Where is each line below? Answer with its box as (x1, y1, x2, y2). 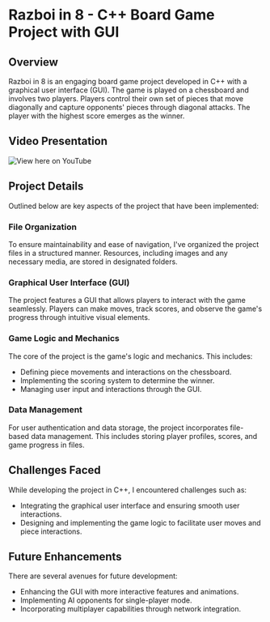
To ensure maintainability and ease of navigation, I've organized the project (8, 239, 259, 249)
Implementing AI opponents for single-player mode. (19, 595, 192, 605)
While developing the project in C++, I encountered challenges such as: (8, 484, 247, 495)
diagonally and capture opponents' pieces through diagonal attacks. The (8, 103, 251, 112)
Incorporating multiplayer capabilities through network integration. (19, 604, 241, 614)
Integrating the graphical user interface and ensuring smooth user (19, 501, 240, 510)
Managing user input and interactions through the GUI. (19, 384, 202, 394)
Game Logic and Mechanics (8, 333, 120, 344)
